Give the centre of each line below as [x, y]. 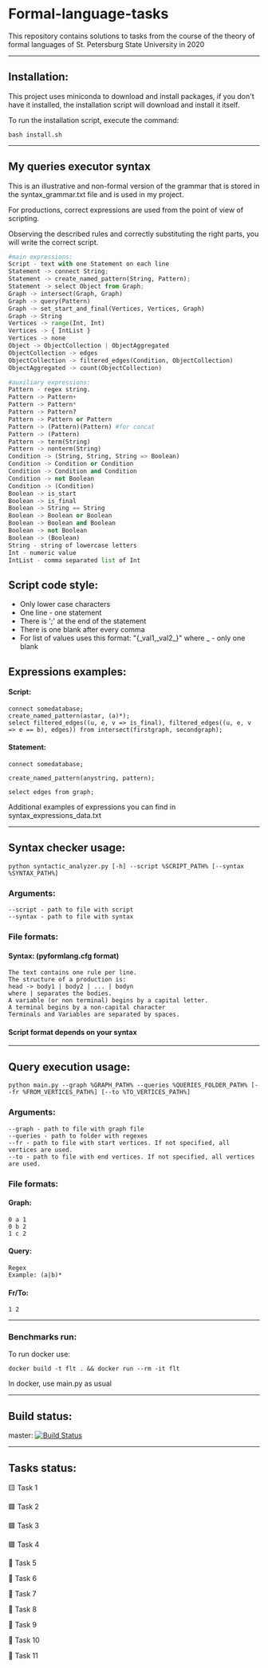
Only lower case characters [65, 604]
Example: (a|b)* [35, 1275]
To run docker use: [39, 1354]
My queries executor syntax [80, 167]
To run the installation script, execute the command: [94, 120]
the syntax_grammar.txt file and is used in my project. [96, 194]
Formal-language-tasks [89, 14]
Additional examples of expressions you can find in [92, 807]
